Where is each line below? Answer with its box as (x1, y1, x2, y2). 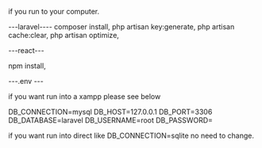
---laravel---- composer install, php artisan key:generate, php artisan (8, 22, 235, 31)
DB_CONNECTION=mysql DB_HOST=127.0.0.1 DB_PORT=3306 (8, 107, 213, 116)
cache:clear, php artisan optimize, (8, 31, 119, 40)
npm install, (8, 61, 46, 70)
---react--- (8, 46, 45, 55)
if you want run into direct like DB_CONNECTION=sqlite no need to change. (8, 131, 254, 140)
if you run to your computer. (8, 7, 100, 16)
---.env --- (8, 77, 44, 85)
